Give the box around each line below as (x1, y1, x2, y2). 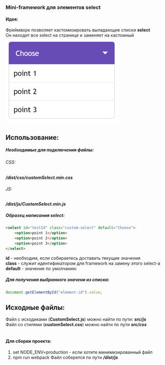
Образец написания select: (5, 212, 65, 218)
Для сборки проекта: (5, 338, 52, 344)
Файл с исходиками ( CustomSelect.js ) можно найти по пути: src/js (5, 316, 146, 322)
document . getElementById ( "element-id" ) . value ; (5, 290, 103, 295)
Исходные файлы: (5, 303, 65, 311)
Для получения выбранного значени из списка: (5, 277, 110, 283)
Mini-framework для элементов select (5, 4, 101, 11)
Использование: (5, 133, 59, 142)
